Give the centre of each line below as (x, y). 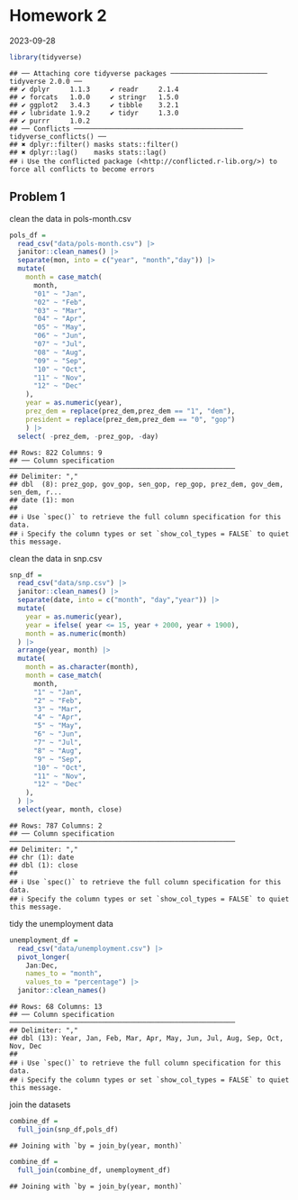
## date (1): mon (42, 500)
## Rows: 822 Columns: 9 (56, 453)
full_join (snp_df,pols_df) (68, 1129)
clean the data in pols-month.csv (71, 218)
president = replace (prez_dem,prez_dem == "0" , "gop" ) (131, 419)
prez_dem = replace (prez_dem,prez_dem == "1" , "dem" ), (131, 411)
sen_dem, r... (36, 492)
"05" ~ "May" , (60, 327)
